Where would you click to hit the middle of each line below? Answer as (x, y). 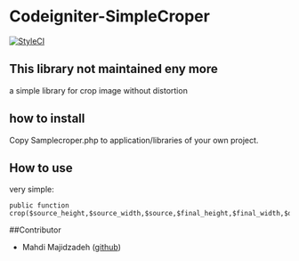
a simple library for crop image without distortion (99, 90)
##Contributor (35, 230)
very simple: (32, 190)
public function (39, 206)
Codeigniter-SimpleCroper (110, 16)
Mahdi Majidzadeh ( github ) (72, 248)
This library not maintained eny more (113, 69)
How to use (41, 168)
